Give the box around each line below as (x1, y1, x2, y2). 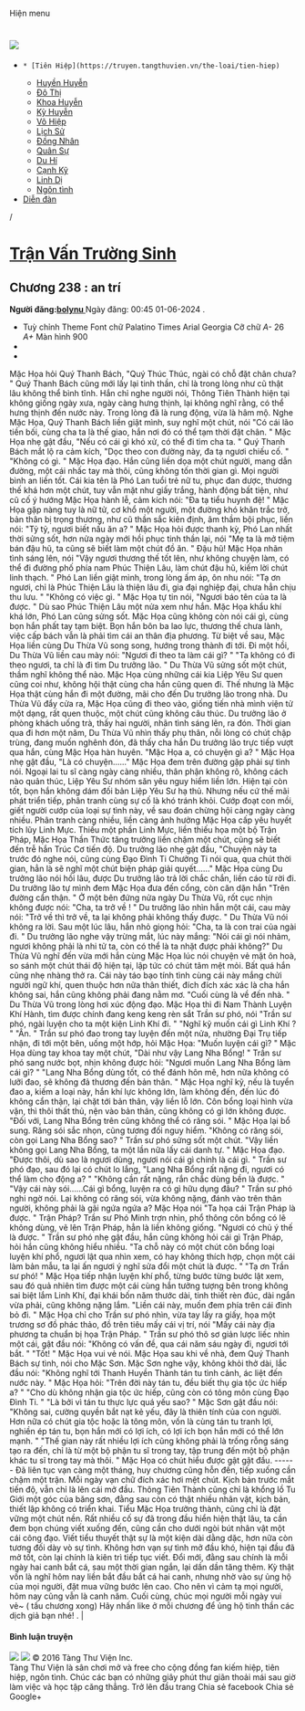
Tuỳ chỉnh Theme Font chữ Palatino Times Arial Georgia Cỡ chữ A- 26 (22, 321, 285, 332)
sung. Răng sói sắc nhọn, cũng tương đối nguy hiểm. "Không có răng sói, (9, 1125, 284, 1136)
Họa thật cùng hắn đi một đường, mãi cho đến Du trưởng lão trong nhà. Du (9, 688, 289, 699)
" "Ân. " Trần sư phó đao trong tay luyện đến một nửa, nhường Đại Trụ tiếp (9, 1027, 288, 1039)
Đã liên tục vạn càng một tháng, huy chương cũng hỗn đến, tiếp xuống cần (15, 1464, 296, 1475)
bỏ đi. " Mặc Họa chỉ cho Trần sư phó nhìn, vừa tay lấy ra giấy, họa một (9, 1309, 276, 1320)
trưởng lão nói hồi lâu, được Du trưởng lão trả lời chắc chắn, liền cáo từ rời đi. (9, 872, 297, 884)
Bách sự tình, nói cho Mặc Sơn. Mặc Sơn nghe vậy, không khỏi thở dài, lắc (9, 1358, 288, 1369)
